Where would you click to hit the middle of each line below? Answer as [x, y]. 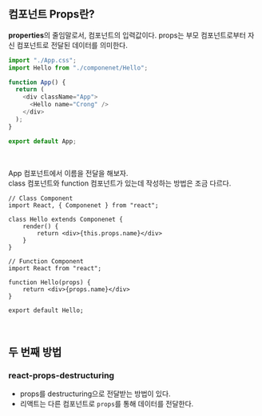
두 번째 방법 [35, 352]
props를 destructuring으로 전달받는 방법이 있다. [95, 394]
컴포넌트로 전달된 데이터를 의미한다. [72, 45]
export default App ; [43, 141]
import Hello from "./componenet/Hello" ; [78, 68]
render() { [41, 226]
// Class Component [41, 198]
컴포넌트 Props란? [52, 14]
